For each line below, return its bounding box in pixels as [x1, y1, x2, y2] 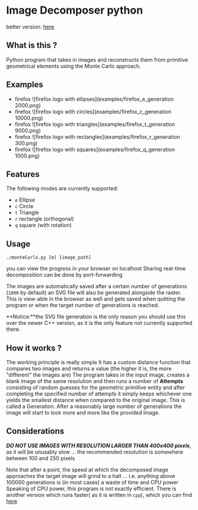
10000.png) [14, 114, 43, 122]
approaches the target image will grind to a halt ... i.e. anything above [6, 472, 175, 479]
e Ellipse [14, 196, 36, 203]
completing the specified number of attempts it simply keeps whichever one [6, 390, 192, 397]
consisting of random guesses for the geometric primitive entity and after [6, 384, 186, 391]
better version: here [6, 23, 55, 30]
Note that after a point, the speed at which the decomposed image [6, 466, 169, 473]
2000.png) [14, 101, 41, 109]
